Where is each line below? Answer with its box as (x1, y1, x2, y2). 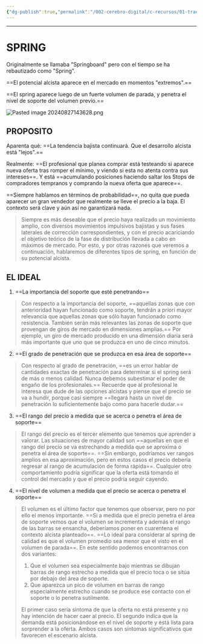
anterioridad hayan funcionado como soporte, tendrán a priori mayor (21, 306, 192, 314)
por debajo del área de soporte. (30, 575, 109, 582)
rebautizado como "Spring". (6, 67, 76, 74)
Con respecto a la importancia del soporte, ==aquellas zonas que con (21, 300, 195, 307)
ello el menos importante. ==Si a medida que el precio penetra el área (21, 512, 195, 519)
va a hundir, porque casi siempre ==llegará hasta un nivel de (21, 394, 172, 401)
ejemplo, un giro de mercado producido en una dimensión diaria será (21, 332, 193, 340)
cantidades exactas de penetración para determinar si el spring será (21, 369, 192, 376)
